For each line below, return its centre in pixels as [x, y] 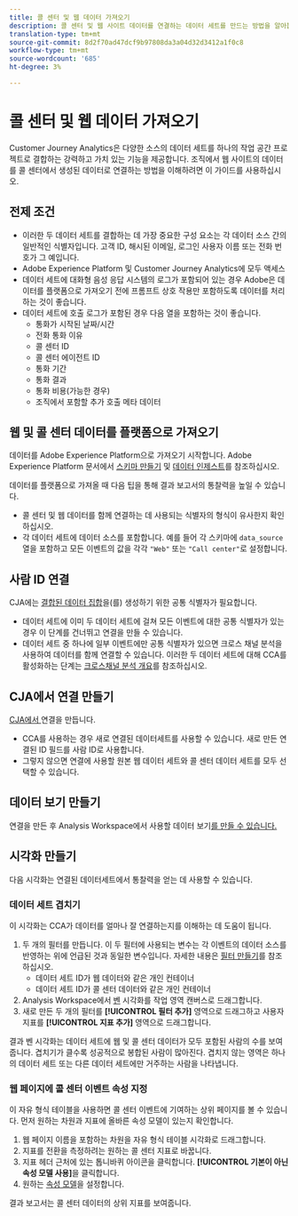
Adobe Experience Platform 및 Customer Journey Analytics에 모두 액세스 [153, 268]
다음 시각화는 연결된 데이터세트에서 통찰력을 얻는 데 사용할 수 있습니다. [131, 879]
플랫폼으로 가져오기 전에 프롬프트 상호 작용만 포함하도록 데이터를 [157, 291]
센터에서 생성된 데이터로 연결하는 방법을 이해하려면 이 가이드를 [136, 170]
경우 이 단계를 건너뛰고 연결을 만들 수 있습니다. [102, 633]
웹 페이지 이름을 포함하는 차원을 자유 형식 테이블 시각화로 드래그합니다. [144, 1140]
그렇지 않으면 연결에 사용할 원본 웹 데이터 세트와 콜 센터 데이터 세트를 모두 [149, 761]
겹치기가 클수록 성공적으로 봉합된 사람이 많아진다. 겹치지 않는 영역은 [152, 1052]
